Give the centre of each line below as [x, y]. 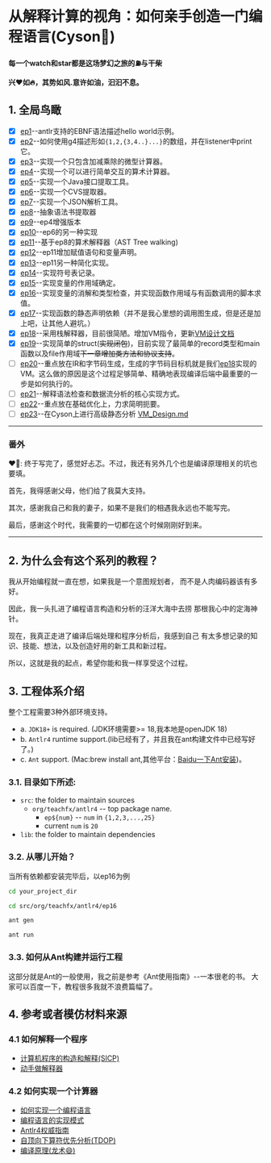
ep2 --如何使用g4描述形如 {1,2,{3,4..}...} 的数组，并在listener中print [136, 141]
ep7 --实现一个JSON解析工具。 [71, 202]
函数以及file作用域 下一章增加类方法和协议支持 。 [99, 353]
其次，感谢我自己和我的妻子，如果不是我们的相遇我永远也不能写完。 [121, 508]
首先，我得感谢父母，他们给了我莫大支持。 [79, 491]
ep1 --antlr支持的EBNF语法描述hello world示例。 [99, 131]
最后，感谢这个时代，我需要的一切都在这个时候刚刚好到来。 [107, 525]
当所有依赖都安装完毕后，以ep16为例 [69, 876]
